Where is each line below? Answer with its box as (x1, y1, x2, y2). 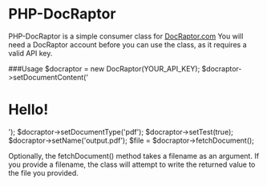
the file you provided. (8, 168, 79, 177)
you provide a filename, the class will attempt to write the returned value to (8, 160, 256, 169)
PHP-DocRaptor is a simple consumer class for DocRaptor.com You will (8, 31, 244, 41)
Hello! (8, 101, 49, 119)
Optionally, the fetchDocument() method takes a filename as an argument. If (8, 151, 259, 160)
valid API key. (8, 48, 53, 58)
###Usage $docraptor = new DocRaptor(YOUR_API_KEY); (8, 63, 200, 73)
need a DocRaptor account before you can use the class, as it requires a (8, 39, 247, 49)
